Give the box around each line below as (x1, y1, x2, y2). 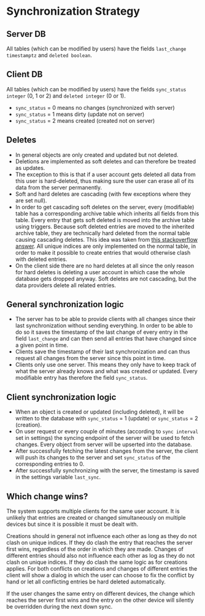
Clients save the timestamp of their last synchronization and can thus (15, 348, 190, 355)
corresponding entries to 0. (15, 460, 85, 468)
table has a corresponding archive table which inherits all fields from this (15, 210, 199, 217)
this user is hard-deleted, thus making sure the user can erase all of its (15, 177, 195, 185)
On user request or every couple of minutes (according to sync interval (15, 428, 198, 435)
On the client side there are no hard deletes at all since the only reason (15, 262, 195, 269)
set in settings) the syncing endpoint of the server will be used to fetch (15, 434, 195, 442)
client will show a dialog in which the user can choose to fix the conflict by (6, 572, 195, 579)
